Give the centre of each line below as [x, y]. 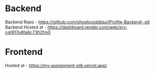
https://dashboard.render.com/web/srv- [87, 27]
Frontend [24, 52]
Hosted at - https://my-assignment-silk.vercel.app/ [56, 65]
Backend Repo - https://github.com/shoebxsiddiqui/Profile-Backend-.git [77, 22]
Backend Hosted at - [26, 27]
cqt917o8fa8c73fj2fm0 [28, 32]
